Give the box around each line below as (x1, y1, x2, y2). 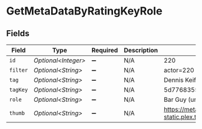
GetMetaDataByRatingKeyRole (6, 4, 163, 18)
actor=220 (164, 66, 194, 74)
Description (123, 46, 158, 54)
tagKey (9, 86, 28, 93)
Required (91, 46, 118, 54)
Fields (6, 28, 30, 39)
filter (9, 67, 28, 74)
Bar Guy (164, 95, 187, 104)
